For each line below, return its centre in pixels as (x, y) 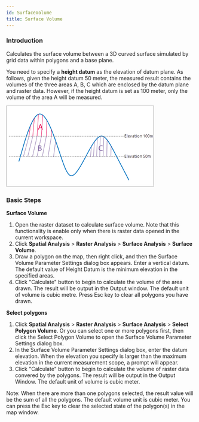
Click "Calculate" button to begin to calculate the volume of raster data (102, 369)
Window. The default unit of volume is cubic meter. (77, 382)
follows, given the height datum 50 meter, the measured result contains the (99, 78)
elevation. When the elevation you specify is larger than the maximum (101, 356)
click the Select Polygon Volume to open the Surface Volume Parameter (103, 337)
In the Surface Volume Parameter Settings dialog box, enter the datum (101, 350)
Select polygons (27, 313)
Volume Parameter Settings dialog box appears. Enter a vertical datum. (102, 263)
